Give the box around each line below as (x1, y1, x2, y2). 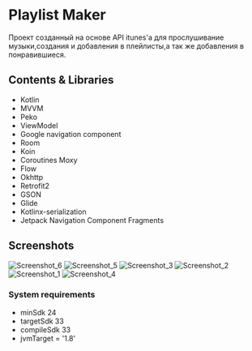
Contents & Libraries (8, 73, 114, 87)
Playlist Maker (8, 6, 107, 24)
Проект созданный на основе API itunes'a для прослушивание (8, 32, 224, 42)
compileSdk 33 (19, 324, 71, 334)
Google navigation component (19, 129, 122, 139)
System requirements (8, 289, 96, 301)
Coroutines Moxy (19, 155, 79, 165)
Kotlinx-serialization (19, 207, 87, 216)
